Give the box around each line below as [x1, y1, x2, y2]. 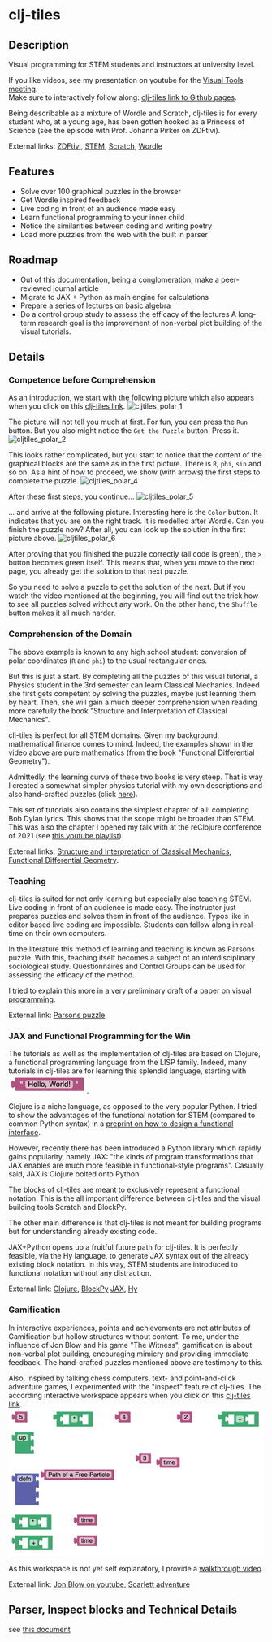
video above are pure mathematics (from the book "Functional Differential [8, 747, 255, 757]
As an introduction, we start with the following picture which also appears [8, 392, 254, 403]
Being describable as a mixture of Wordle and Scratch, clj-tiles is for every [8, 108, 257, 118]
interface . [8, 1128, 41, 1137]
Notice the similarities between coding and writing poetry [19, 221, 213, 231]
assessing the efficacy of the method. [8, 969, 136, 980]
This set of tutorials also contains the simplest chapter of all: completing [8, 804, 250, 814]
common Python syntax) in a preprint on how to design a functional [8, 1119, 234, 1129]
